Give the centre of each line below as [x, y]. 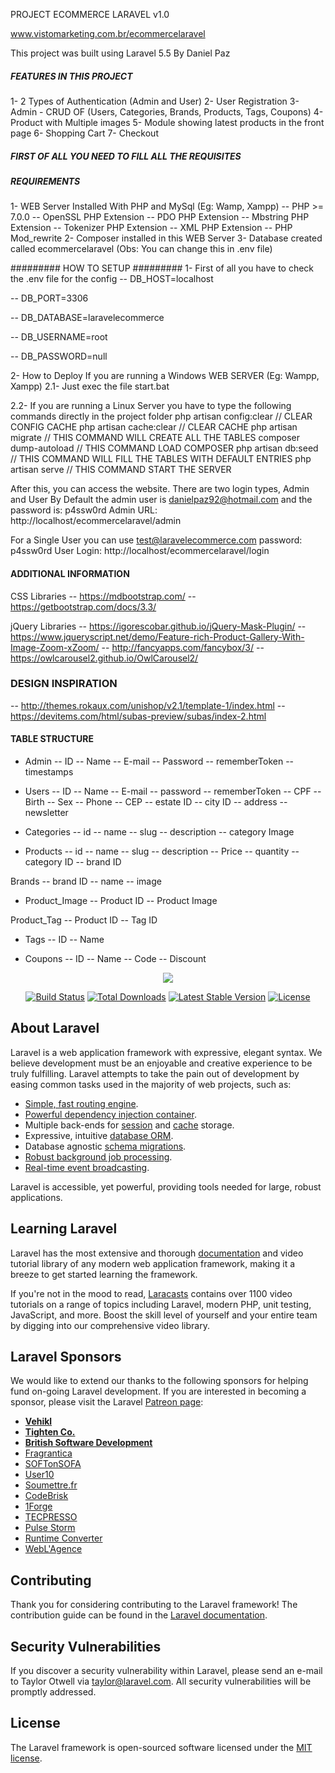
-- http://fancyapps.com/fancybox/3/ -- [183, 647]
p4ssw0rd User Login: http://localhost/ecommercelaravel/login [140, 551]
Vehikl [38, 1421]
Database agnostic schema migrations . [105, 1146]
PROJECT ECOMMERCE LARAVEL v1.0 [90, 14]
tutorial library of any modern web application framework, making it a [153, 1263]
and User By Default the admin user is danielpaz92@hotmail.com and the [161, 500]
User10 [39, 1475]
